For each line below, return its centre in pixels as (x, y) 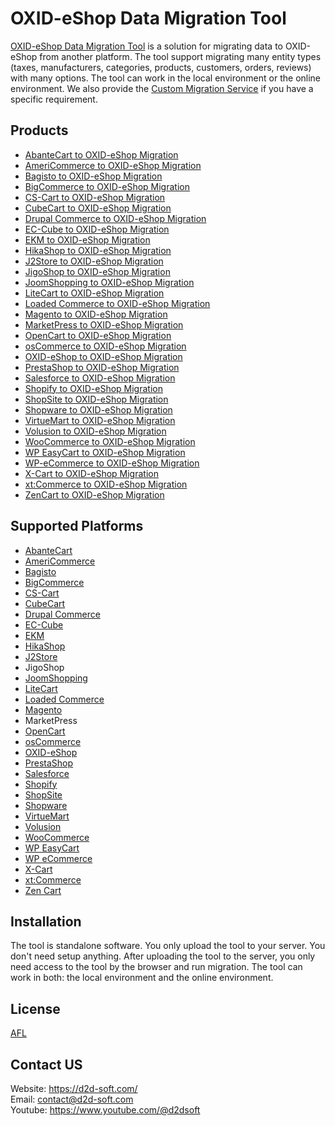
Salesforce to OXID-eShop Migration (100, 378)
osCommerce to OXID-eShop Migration (105, 346)
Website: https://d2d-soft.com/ (74, 1088)
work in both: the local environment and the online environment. (142, 978)
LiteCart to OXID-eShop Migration (94, 293)
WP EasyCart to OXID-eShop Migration (105, 452)
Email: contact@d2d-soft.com (72, 1099)
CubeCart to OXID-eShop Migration (98, 208)
